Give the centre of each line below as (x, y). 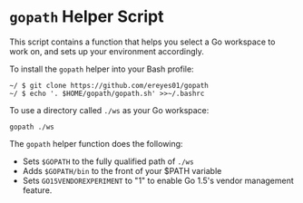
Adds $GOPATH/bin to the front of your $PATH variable (122, 170)
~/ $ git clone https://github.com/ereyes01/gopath (109, 85)
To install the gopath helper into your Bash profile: (102, 69)
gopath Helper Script (87, 17)
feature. (37, 190)
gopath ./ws (32, 127)
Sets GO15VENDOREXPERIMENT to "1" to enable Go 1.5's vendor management (158, 180)
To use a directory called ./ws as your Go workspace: (109, 110)
